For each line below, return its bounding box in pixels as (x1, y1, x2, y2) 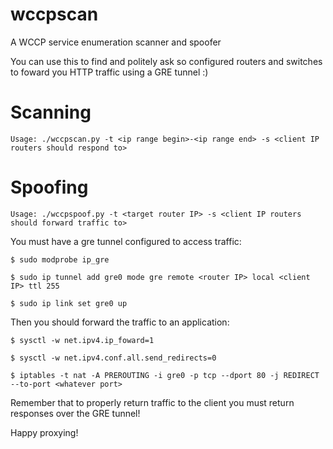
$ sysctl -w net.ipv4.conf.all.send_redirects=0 (10, 353, 217, 363)
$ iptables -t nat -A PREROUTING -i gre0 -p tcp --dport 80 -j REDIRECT (10, 370, 320, 380)
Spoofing (10, 176, 89, 199)
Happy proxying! (10, 426, 79, 438)
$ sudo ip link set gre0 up (10, 298, 128, 308)
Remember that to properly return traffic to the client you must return (10, 396, 295, 408)
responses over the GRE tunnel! (10, 407, 141, 419)
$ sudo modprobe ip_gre (10, 254, 110, 265)
